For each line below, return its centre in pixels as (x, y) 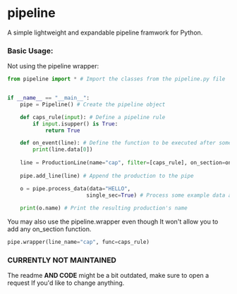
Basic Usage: (30, 51)
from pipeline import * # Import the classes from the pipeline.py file (116, 79)
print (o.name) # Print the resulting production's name (104, 208)
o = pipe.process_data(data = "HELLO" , (75, 188)
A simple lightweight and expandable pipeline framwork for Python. (105, 32)
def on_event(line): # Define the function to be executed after (118, 143)
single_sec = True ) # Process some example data (156, 195)
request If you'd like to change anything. (66, 283)
